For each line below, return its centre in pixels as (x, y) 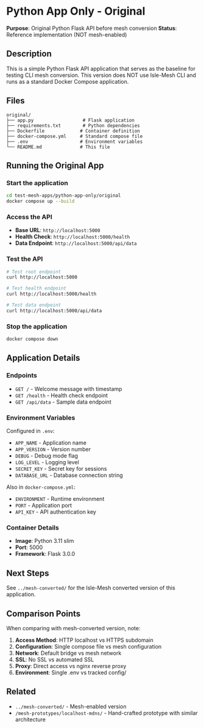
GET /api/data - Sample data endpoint (63, 402)
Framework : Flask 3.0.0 (45, 554)
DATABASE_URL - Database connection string (69, 475)
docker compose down (33, 339)
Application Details (43, 358)
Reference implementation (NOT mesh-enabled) (67, 34)
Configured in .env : (30, 431)
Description (29, 54)
